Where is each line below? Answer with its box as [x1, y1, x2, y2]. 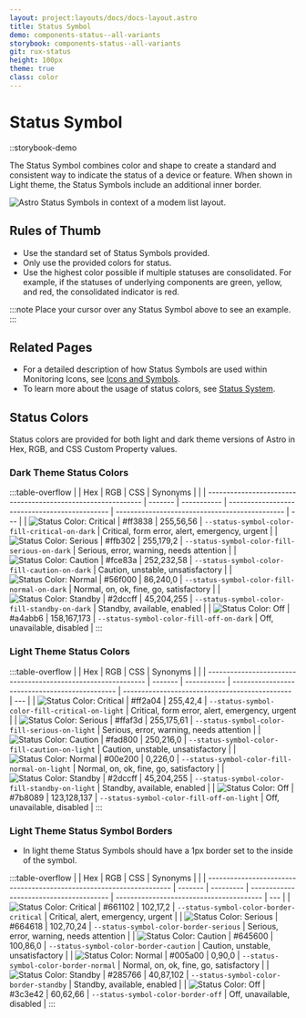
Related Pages [9, 339, 93, 355]
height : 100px [9, 56, 64, 65]
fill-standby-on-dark [9, 605, 92, 614]
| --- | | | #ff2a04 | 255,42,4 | [9, 694, 208, 706]
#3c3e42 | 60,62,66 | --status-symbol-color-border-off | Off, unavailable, [9, 989, 291, 1000]
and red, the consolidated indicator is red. [22, 286, 180, 297]
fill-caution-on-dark [9, 566, 92, 575]
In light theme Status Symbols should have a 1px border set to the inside [22, 845, 293, 857]
